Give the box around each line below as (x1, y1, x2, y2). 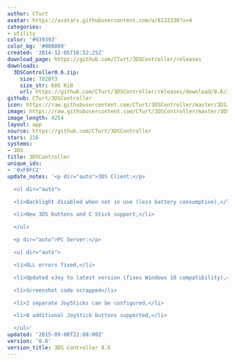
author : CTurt (7, 10, 49, 18)
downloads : (7, 62, 39, 69)
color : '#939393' (7, 36, 58, 43)
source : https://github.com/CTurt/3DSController (7, 127, 152, 134)
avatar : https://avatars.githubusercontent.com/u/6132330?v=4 (7, 17, 192, 24)
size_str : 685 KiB (20, 82, 73, 89)
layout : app (7, 120, 42, 128)
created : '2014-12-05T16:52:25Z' (7, 50, 105, 57)
